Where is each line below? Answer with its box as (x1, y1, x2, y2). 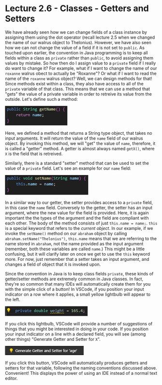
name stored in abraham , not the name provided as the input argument (5, 241, 144, 246)
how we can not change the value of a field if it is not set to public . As (5, 45, 145, 50)
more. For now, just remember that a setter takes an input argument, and (5, 256, 149, 262)
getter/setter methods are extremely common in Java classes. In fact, (5, 276, 144, 282)
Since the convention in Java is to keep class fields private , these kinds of (5, 271, 154, 276)
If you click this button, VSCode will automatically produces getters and (5, 360, 147, 366)
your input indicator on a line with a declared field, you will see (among (5, 331, 146, 337)
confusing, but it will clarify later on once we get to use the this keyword (5, 251, 150, 257)
